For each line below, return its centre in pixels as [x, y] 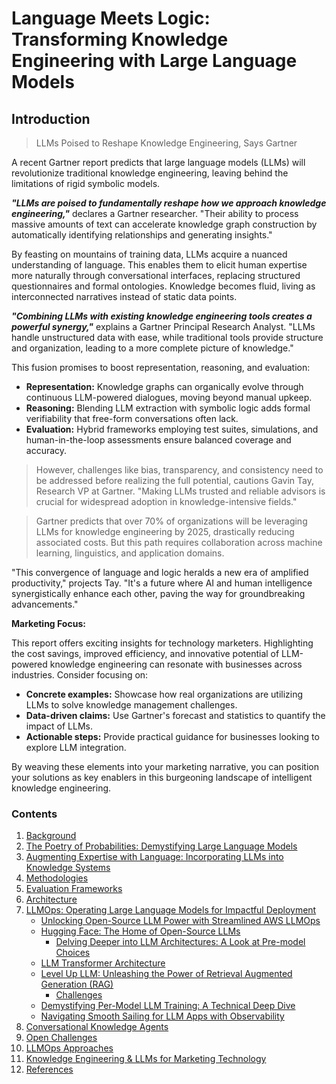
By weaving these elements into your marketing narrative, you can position [165, 766]
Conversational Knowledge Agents [97, 1027]
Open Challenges [61, 1038]
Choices [73, 953]
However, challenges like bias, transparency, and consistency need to [179, 470]
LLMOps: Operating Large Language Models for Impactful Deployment [171, 910]
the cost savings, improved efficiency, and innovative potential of [145, 653]
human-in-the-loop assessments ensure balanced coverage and [158, 440]
